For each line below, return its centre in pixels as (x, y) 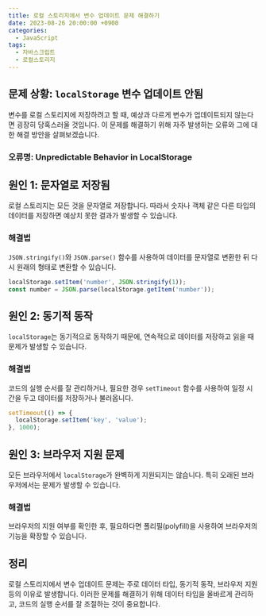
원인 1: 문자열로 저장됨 (59, 185)
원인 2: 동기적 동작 (51, 316)
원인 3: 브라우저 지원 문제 (66, 454)
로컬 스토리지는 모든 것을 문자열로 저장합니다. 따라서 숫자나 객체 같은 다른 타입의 (132, 206)
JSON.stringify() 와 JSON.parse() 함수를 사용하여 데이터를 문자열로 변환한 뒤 (129, 257)
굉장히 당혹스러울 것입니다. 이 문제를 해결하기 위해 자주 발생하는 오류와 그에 (133, 125)
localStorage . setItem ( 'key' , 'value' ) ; (81, 420)
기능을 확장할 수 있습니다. (48, 536)
